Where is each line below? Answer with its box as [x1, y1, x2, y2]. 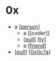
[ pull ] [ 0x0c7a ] [14, 48, 51, 55]
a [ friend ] [23, 42, 46, 49]
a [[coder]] [23, 29, 50, 36]
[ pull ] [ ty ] [23, 36, 46, 43]
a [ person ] [14, 23, 40, 30]
